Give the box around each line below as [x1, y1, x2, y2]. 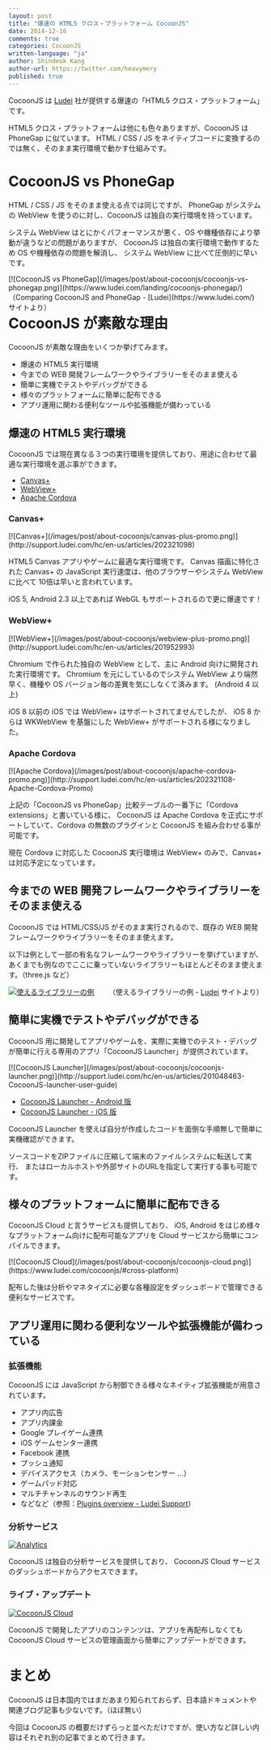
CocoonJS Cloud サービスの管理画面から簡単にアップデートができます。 [8, 1635, 251, 1645]
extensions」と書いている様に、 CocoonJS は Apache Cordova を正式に [8, 811, 249, 820]
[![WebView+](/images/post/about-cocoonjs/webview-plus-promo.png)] [8, 634, 251, 643]
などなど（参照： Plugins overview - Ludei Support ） [19, 1498, 196, 1509]
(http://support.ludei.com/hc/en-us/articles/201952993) [8, 642, 195, 651]
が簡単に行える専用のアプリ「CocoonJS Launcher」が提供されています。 [8, 1046, 253, 1056]
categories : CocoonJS [8, 42, 82, 50]
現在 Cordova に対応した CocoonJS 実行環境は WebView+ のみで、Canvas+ [8, 848, 262, 858]
